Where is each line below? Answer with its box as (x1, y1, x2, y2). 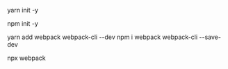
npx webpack (7, 54, 47, 62)
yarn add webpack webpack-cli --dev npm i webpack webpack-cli (7, 33, 198, 41)
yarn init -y (7, 6, 39, 14)
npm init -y (7, 20, 38, 27)
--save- (199, 33, 221, 41)
